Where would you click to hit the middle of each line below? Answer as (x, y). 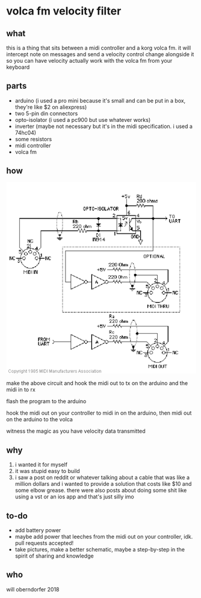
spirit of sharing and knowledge (54, 556)
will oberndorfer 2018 (33, 589)
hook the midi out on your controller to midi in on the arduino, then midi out (99, 413)
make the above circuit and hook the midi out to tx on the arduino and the (97, 383)
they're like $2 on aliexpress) (51, 107)
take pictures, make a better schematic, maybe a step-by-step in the (100, 550)
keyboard (18, 67)
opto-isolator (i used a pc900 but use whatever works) (83, 119)
